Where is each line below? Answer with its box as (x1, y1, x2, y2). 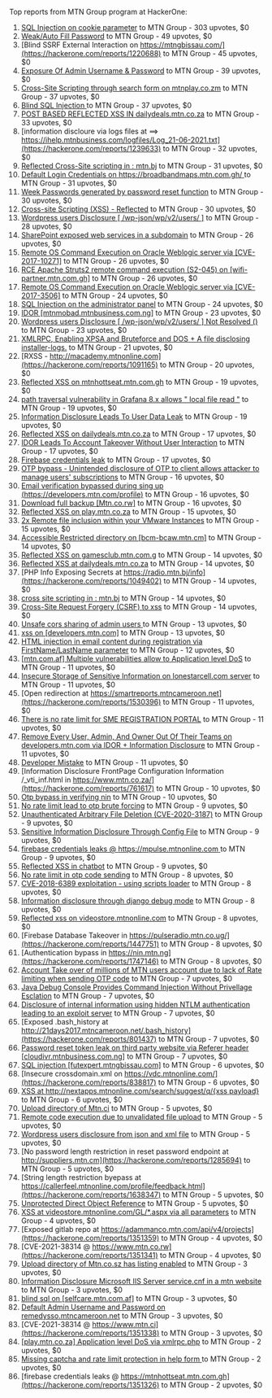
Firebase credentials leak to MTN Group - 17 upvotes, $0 (20, 455, 211, 465)
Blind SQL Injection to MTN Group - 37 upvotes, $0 (20, 101, 192, 110)
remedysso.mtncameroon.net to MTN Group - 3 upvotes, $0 (20, 1311, 223, 1321)
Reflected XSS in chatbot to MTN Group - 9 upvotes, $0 (20, 862, 208, 871)
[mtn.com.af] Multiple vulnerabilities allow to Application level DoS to (20, 654, 252, 663)
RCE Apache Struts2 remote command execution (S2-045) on (20, 264, 228, 274)
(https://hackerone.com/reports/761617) (20, 784, 155, 793)
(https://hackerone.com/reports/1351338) (20, 1328, 160, 1338)
